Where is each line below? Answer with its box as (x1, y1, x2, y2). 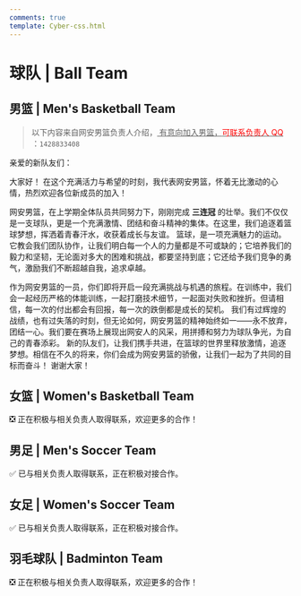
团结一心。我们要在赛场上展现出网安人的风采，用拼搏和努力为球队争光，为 (9, 326, 284, 337)
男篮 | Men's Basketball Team (9, 101, 176, 117)
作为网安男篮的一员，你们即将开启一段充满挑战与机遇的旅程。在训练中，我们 (9, 281, 292, 292)
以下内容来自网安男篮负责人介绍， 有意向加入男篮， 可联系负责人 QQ (30, 126, 284, 137)
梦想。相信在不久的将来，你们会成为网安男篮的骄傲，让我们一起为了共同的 (9, 349, 284, 359)
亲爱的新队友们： (9, 157, 73, 168)
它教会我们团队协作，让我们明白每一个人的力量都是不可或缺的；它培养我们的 (9, 239, 292, 251)
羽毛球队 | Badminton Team (9, 551, 163, 566)
